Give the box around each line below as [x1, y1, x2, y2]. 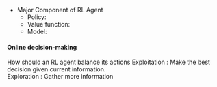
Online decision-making [7, 43, 77, 51]
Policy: [27, 13, 47, 21]
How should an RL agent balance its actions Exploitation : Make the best [7, 58, 211, 67]
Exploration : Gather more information [7, 73, 114, 81]
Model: [27, 27, 47, 35]
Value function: [27, 20, 71, 28]
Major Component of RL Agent [16, 6, 104, 14]
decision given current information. [7, 65, 106, 73]
